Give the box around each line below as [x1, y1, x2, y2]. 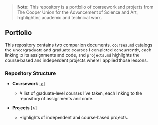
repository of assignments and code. [19, 96, 94, 101]
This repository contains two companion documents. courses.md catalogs [5, 42, 153, 48]
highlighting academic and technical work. [17, 15, 102, 20]
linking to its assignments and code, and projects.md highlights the [5, 52, 140, 58]
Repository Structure [5, 70, 56, 76]
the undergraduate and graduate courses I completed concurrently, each [5, 47, 152, 53]
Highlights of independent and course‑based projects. [19, 115, 128, 121]
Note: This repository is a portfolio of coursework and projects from [17, 4, 154, 10]
